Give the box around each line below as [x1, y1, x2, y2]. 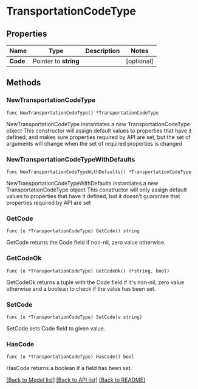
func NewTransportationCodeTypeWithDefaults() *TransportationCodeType [6, 169, 191, 175]
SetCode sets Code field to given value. [6, 324, 106, 332]
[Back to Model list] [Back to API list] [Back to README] [6, 376, 146, 384]
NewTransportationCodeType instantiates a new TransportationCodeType [6, 120, 190, 127]
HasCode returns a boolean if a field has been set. [6, 365, 132, 372]
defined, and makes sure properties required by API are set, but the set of [6, 133, 191, 141]
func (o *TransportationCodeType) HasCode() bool [6, 354, 135, 360]
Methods [6, 77, 41, 88]
